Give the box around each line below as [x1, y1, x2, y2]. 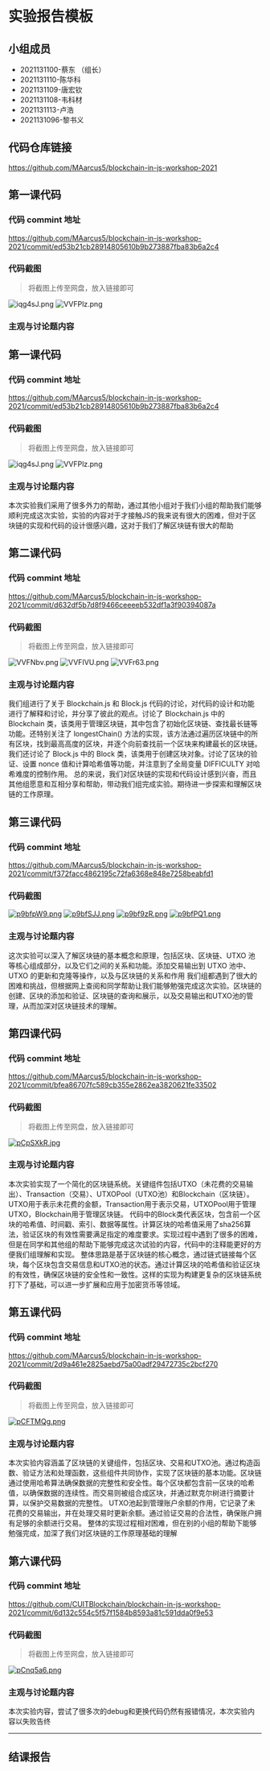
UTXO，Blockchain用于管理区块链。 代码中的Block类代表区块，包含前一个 [8, 1209, 254, 1219]
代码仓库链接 [8, 141, 72, 155]
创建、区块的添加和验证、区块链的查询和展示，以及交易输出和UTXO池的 [8, 991, 247, 1001]
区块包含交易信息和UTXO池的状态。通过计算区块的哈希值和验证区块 [35, 1259, 261, 1269]
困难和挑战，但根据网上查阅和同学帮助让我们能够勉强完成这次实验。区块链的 [8, 980, 262, 990]
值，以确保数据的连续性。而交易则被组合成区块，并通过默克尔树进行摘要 [8, 1488, 247, 1498]
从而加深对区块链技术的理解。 [22, 1001, 121, 1010]
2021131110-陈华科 [19, 75, 82, 85]
